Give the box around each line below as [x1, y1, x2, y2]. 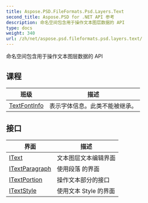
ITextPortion [9, 175, 43, 184]
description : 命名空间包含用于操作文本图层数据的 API [6, 19, 125, 25]
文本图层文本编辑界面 [56, 154, 116, 162]
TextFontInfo [9, 101, 44, 109]
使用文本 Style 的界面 [56, 187, 115, 195]
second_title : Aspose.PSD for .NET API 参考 [6, 14, 115, 20]
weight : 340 [6, 31, 35, 36]
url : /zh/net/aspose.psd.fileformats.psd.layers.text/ [6, 36, 143, 42]
